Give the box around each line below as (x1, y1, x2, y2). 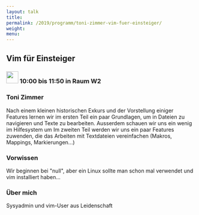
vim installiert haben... (6, 174, 61, 181)
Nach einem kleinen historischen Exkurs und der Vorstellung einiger (6, 107, 174, 114)
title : (6, 14, 23, 20)
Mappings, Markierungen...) (6, 138, 75, 146)
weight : (6, 25, 26, 32)
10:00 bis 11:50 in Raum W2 (19, 77, 101, 86)
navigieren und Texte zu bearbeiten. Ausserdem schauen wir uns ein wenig (6, 119, 192, 126)
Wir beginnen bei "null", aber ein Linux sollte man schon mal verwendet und (6, 167, 194, 174)
